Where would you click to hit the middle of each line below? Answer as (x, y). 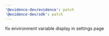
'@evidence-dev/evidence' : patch (40, 10)
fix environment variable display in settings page (54, 28)
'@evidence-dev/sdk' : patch (34, 14)
